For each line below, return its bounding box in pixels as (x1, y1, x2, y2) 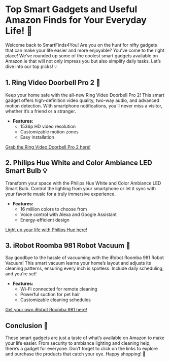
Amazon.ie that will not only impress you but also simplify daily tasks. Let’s (5, 58, 161, 64)
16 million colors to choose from (20, 206, 87, 212)
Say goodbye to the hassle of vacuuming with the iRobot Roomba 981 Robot (5, 255, 164, 261)
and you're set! (5, 271, 37, 277)
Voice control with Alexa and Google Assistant (20, 211, 117, 218)
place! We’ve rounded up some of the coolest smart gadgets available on (5, 52, 158, 59)
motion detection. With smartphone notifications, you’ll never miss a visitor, (5, 102, 162, 108)
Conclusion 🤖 (5, 321, 48, 330)
